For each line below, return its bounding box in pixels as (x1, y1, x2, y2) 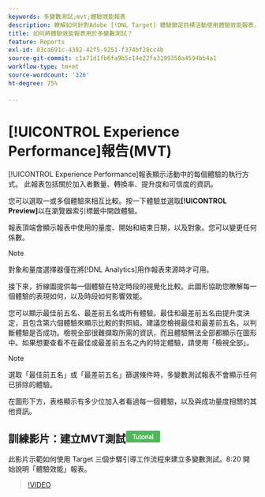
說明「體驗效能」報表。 (14, 465, 91, 474)
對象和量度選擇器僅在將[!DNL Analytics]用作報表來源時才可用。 (8, 265, 214, 274)
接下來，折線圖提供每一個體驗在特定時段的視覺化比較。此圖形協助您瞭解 (8, 281, 243, 292)
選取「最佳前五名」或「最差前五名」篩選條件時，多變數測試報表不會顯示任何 (8, 370, 257, 379)
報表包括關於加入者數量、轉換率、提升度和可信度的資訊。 (30, 179, 218, 189)
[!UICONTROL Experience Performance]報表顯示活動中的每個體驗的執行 (8, 170, 243, 179)
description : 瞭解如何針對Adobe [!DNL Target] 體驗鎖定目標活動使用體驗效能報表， (8, 21, 260, 29)
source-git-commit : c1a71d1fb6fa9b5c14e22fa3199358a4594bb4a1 (8, 55, 217, 62)
